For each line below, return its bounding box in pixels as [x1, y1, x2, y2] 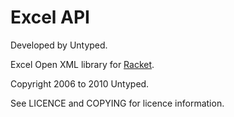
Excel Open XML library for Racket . [10, 58, 155, 70]
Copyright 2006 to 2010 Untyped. [10, 77, 150, 90]
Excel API [10, 6, 90, 29]
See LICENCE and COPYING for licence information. [10, 97, 225, 109]
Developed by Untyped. [10, 39, 108, 51]
